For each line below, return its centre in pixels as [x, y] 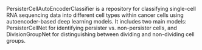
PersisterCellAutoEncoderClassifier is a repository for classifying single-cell [101, 9]
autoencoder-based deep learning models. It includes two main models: [96, 21]
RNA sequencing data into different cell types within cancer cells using [95, 15]
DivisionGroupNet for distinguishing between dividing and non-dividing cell [100, 34]
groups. [16, 41]
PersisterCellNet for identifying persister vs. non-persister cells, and [92, 28]
